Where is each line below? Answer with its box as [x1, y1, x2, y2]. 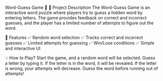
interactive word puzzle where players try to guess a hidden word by [5, 10, 143, 16]
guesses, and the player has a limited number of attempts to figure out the [5, 20, 154, 26]
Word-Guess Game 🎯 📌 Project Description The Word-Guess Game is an [5, 5, 150, 10]
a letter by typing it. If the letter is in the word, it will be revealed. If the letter [5, 61, 157, 66]
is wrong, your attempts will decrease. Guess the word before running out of [5, 65, 158, 71]
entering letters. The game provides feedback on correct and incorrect [5, 15, 147, 20]
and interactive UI [5, 46, 40, 51]
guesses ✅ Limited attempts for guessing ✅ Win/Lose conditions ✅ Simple [5, 40, 155, 46]
